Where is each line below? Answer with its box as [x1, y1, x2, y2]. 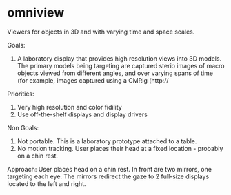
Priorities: [7, 90, 34, 98]
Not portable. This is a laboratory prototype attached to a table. [17, 136, 197, 145]
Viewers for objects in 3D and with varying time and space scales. [7, 28, 195, 36]
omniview [7, 5, 65, 21]
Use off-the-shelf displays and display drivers [17, 110, 148, 119]
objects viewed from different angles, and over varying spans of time [17, 69, 214, 77]
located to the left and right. [7, 179, 86, 187]
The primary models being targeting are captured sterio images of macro [17, 61, 225, 70]
